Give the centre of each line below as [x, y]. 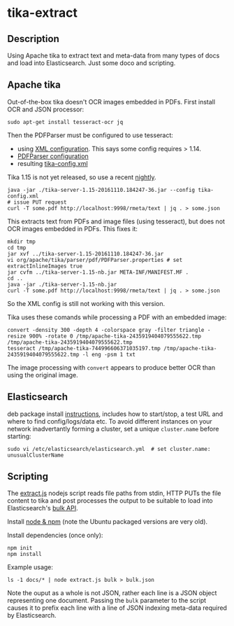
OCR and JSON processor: [46, 109]
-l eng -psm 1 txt [109, 354]
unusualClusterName [36, 455]
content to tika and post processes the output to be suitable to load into [110, 501]
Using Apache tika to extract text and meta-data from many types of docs [114, 55]
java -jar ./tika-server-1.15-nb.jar [62, 284]
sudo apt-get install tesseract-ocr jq [65, 122]
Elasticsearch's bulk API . [43, 508]
